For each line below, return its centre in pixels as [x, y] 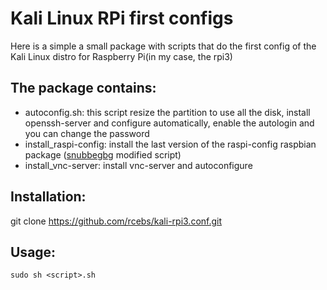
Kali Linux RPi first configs [122, 18]
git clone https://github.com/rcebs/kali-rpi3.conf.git [116, 221]
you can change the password [87, 133]
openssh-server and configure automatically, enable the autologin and [169, 123]
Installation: [48, 197]
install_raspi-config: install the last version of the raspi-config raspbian [170, 144]
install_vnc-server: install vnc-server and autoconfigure [138, 165]
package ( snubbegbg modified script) [103, 154]
